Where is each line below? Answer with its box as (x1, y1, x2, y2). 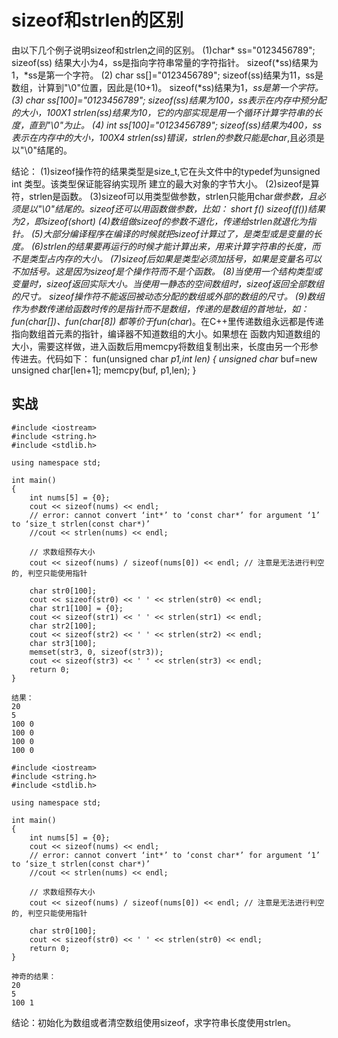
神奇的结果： (11, 971, 57, 981)
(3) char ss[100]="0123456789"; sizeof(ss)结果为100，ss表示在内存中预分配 (11, 94, 327, 106)
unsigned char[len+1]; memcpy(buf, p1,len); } (11, 364, 197, 376)
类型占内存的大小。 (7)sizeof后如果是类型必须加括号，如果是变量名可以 (28, 252, 323, 265)
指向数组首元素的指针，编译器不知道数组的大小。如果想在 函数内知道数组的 (11, 327, 321, 340)
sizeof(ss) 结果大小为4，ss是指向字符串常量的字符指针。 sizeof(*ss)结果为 (11, 56, 319, 68)
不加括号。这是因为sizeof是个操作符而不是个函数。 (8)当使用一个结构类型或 (11, 265, 323, 277)
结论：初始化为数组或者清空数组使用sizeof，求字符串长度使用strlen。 (11, 1016, 297, 1028)
